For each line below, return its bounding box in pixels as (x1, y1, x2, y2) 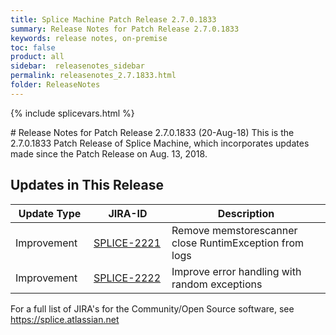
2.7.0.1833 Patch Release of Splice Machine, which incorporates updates (10, 137, 310, 149)
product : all (10, 52, 65, 62)
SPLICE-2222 (93, 271, 162, 285)
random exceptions (171, 277, 263, 291)
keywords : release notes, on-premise (10, 33, 168, 43)
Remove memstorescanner (171, 223, 298, 237)
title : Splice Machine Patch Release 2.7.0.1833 (10, 14, 217, 25)
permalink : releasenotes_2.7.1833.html (10, 71, 177, 81)
